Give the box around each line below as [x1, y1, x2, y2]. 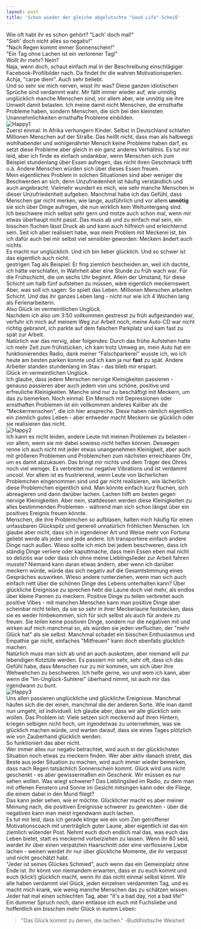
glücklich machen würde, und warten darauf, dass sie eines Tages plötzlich [6, 726, 192, 733]
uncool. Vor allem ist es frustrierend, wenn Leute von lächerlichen [6, 471, 169, 478]
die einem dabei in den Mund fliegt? [6, 790, 95, 797]
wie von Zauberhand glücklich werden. [6, 733, 102, 740]
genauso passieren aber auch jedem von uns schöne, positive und [6, 382, 170, 389]
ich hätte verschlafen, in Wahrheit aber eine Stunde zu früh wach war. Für [6, 267, 188, 274]
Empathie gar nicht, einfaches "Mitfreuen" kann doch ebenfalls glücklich [6, 637, 185, 644]
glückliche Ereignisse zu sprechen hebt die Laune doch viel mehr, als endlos [6, 586, 194, 593]
